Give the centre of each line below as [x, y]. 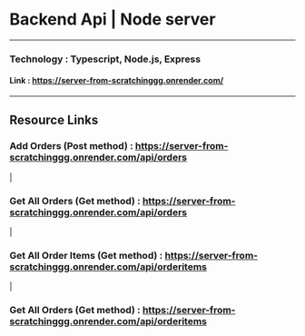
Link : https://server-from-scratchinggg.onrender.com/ [117, 81]
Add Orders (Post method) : [71, 146]
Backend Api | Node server [113, 20]
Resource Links [54, 120]
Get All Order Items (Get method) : [86, 255]
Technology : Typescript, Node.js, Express [105, 59]
